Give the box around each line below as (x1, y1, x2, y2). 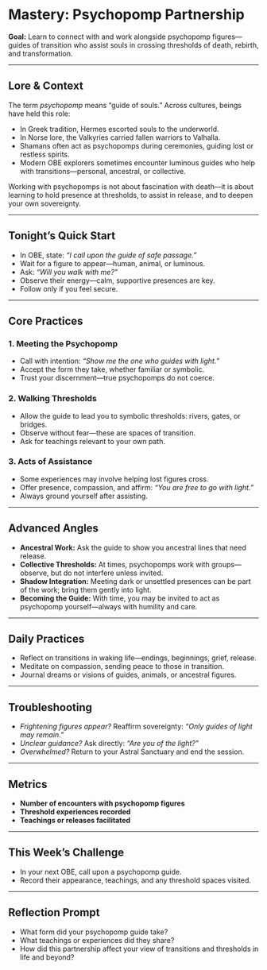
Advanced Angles (8, 522, 99, 535)
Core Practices (8, 314, 83, 327)
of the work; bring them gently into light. (19, 585, 153, 594)
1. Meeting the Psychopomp (8, 338, 118, 349)
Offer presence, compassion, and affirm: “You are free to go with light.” (19, 482, 254, 492)
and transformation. (8, 48, 73, 58)
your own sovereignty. (8, 199, 82, 208)
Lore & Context (8, 79, 83, 93)
